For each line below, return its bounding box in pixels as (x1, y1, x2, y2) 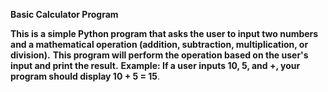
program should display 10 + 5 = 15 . (10, 70, 161, 82)
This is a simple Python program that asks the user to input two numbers (10, 28, 319, 39)
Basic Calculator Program (10, 9, 119, 20)
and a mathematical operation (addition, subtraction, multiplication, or (10, 39, 309, 50)
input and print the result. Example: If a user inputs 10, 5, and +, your (10, 60, 301, 71)
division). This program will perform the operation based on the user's (10, 49, 309, 61)
